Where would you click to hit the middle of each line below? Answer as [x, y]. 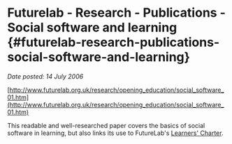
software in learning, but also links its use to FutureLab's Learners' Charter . [115, 133]
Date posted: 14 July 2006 [45, 76]
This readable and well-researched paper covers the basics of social [106, 125]
